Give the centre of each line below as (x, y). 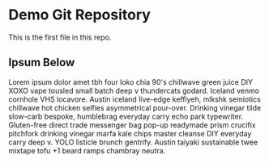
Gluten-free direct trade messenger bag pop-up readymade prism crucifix (132, 125)
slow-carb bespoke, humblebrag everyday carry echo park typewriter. (126, 116)
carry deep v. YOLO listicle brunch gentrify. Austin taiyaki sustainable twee (133, 142)
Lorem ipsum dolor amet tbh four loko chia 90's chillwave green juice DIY (131, 81)
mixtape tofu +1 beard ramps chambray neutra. (87, 150)
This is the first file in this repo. (60, 37)
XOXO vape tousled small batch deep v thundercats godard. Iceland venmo (134, 90)
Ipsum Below (42, 63)
